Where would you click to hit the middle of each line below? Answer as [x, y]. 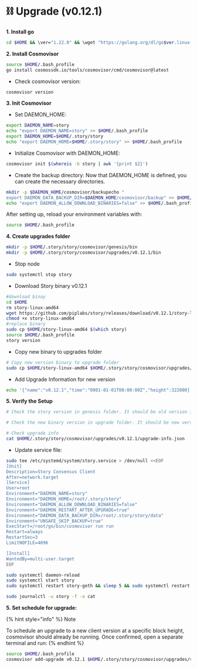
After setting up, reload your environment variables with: [74, 214]
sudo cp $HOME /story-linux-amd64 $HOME [55, 368]
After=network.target [33, 477]
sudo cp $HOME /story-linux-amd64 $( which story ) [67, 330]
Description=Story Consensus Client [51, 471]
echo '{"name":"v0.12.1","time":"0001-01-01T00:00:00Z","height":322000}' [99, 390]
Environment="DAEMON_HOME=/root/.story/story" [64, 499]
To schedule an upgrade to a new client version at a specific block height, [95, 631]
